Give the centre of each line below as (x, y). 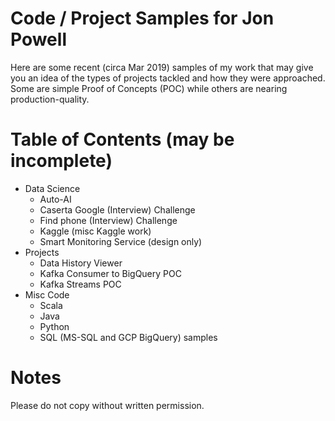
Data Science (52, 188)
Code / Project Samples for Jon (142, 18)
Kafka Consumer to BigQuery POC (110, 273)
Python (54, 326)
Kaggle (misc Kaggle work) (95, 231)
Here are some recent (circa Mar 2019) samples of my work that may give (162, 67)
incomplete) (61, 161)
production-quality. (50, 99)
